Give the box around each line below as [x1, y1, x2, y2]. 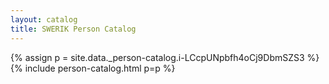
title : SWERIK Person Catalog [10, 24, 137, 34]
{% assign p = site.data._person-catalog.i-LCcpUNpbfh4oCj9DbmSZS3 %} [10, 51, 320, 63]
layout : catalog [10, 14, 78, 25]
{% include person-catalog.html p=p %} [10, 62, 176, 74]
